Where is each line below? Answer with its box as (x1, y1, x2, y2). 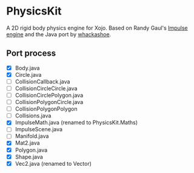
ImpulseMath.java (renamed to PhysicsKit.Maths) (15, 119, 138, 126)
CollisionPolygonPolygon (15, 105, 78, 113)
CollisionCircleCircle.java (15, 85, 78, 92)
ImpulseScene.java (15, 126, 62, 133)
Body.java (15, 64, 40, 71)
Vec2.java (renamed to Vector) (15, 160, 92, 167)
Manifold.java (15, 132, 49, 140)
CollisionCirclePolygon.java (15, 92, 84, 99)
